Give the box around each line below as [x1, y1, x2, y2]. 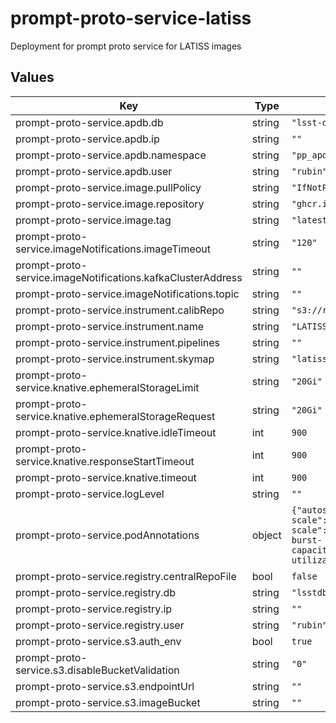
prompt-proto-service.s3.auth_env [15, 634, 182, 648]
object [251, 528, 282, 542]
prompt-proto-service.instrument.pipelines [15, 335, 221, 349]
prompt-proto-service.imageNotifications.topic [15, 287, 240, 301]
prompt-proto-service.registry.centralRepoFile [15, 569, 237, 583]
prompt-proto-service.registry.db [15, 585, 177, 599]
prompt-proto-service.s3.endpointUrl [15, 679, 195, 693]
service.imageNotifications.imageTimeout [15, 242, 212, 256]
